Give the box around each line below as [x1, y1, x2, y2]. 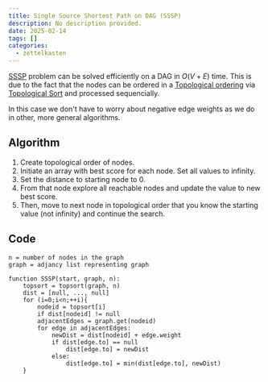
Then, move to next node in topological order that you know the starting [19, 200, 259, 210]
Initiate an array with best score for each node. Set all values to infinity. [19, 166, 256, 176]
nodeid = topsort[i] [37, 303, 106, 311]
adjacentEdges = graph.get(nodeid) [37, 317, 157, 325]
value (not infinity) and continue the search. [19, 209, 165, 218]
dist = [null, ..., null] [23, 289, 110, 297]
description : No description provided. [8, 19, 142, 27]
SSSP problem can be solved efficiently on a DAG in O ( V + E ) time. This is [8, 72, 252, 81]
